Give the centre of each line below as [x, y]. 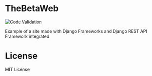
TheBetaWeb [32, 8]
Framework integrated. [28, 36]
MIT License [18, 69]
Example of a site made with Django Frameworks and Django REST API [76, 31]
